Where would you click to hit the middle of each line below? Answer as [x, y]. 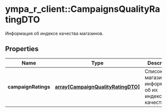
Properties [22, 49]
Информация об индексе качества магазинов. [54, 33]
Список [154, 71]
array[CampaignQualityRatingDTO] [97, 87]
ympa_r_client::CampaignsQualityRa [83, 9]
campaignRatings [29, 87]
